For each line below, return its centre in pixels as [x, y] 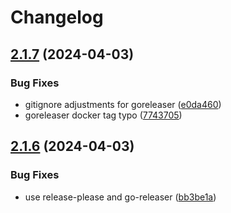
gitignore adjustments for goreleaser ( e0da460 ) [123, 104]
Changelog [57, 17]
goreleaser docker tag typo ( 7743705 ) [103, 115]
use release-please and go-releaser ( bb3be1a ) [120, 197]
